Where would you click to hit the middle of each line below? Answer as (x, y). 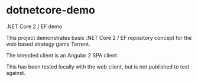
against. (16, 73)
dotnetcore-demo (51, 10)
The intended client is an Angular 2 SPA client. (62, 55)
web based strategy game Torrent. (48, 44)
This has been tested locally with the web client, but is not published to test (98, 66)
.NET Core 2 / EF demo (34, 26)
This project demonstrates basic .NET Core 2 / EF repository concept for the (99, 37)
